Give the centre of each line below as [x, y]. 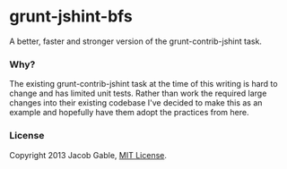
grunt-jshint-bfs [71, 17]
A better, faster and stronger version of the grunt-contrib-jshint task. [136, 41]
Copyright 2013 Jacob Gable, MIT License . [88, 155]
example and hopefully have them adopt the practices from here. [129, 113]
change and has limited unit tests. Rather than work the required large [138, 93]
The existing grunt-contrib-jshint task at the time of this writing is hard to [143, 84]
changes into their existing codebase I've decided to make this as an [136, 103]
